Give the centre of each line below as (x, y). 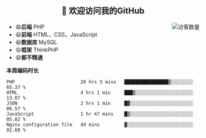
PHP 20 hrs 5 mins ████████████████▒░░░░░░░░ (100, 82)
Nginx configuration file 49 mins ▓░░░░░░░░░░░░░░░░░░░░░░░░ (100, 125)
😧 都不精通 (29, 57)
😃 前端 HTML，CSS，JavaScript (56, 34)
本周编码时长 (22, 70)
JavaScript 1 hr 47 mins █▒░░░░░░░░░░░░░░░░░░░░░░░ (100, 114)
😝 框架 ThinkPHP (37, 49)
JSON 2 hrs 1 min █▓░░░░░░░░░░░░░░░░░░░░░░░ (100, 103)
